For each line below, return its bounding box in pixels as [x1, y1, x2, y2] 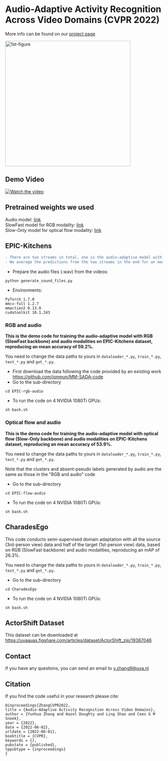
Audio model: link [5, 216, 41, 222]
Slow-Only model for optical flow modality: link [5, 227, 101, 233]
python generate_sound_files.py [5, 279, 72, 284]
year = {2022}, [5, 720, 37, 725]
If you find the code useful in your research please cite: [5, 693, 119, 699]
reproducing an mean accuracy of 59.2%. [5, 344, 94, 350]
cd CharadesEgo [5, 586, 37, 592]
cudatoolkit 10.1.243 [5, 310, 50, 315]
